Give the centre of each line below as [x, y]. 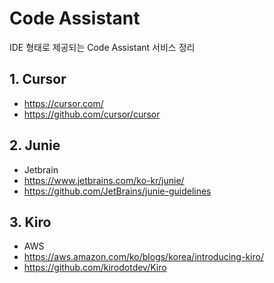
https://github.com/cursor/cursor [92, 114]
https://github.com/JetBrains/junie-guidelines [117, 191]
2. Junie [35, 145]
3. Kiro [30, 222]
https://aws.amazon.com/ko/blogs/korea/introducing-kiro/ [143, 257]
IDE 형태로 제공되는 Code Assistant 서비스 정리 [102, 47]
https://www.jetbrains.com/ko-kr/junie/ [104, 180]
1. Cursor [38, 79]
